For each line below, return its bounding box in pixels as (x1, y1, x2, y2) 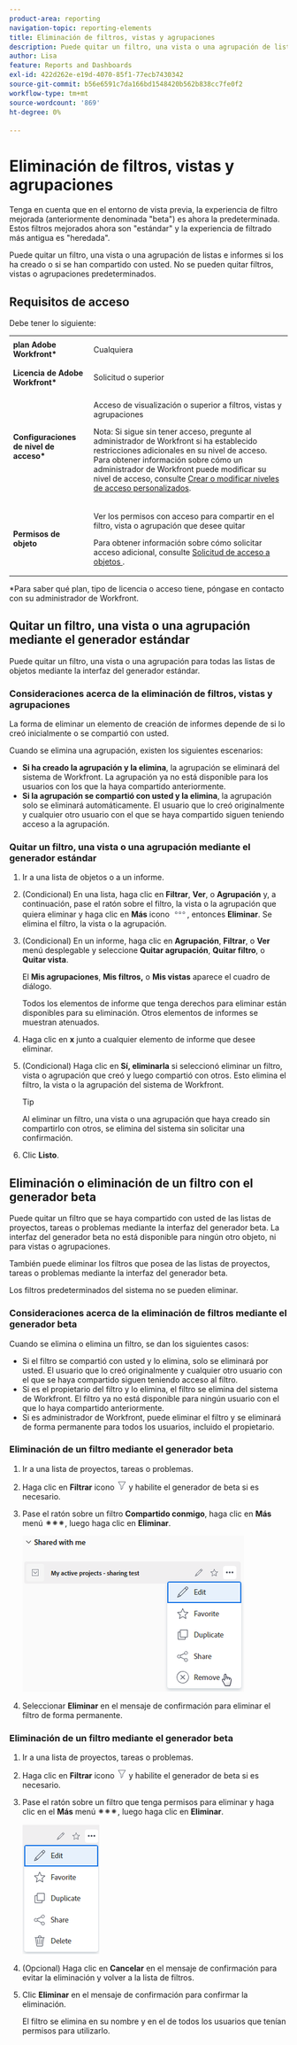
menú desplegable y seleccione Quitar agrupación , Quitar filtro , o (21, 945, 265, 956)
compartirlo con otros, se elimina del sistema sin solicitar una (21, 1123, 246, 1134)
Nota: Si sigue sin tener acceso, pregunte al (93, 426, 252, 438)
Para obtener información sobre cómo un (93, 454, 243, 465)
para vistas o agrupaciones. (9, 1241, 110, 1252)
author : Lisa (9, 51, 57, 61)
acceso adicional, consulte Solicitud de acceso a (93, 546, 270, 557)
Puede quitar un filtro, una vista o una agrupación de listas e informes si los (9, 250, 285, 260)
